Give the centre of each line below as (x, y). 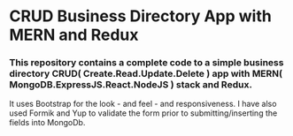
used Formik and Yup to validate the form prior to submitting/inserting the (143, 113)
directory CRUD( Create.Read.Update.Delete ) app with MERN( (146, 74)
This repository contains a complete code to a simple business (146, 63)
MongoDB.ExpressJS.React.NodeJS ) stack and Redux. (131, 85)
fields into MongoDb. (47, 123)
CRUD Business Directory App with (140, 16)
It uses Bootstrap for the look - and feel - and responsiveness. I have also (143, 104)
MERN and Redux (74, 35)
